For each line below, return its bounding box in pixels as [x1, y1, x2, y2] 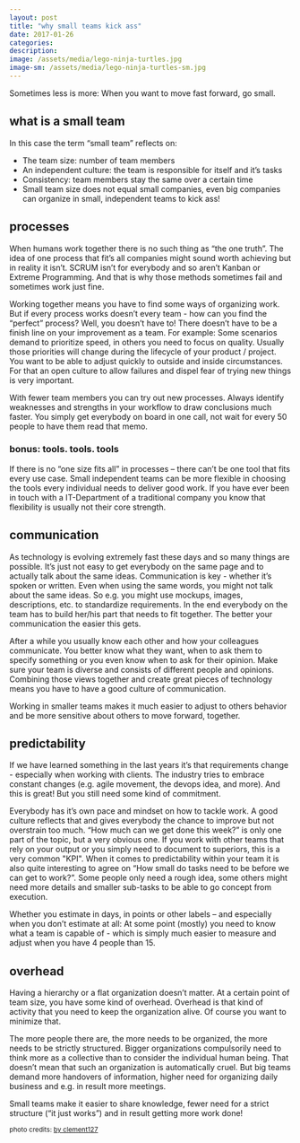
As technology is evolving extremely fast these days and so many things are [9, 551, 290, 562]
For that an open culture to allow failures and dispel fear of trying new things [9, 365, 292, 376]
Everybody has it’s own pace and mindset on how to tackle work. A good [9, 806, 279, 816]
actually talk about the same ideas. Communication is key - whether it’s [9, 571, 272, 581]
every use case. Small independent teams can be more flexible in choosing [9, 473, 287, 484]
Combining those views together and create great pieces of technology [9, 674, 273, 685]
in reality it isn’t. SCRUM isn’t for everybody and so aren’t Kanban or [9, 262, 261, 273]
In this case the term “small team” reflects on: [9, 137, 177, 148]
